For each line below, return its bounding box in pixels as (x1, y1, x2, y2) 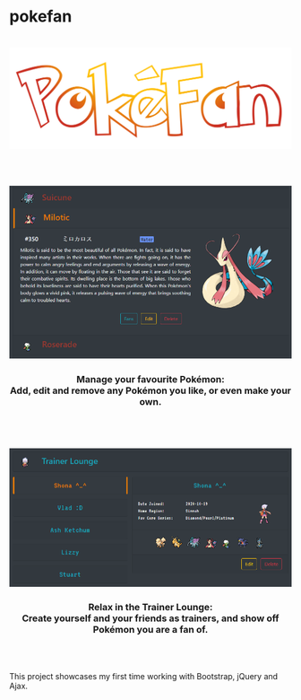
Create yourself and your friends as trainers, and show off (21, 612, 279, 625)
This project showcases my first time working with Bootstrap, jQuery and (9, 670, 279, 681)
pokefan (9, 6, 73, 27)
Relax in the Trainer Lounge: (88, 601, 213, 614)
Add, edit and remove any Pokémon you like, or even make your (10, 384, 291, 397)
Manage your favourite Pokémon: (75, 372, 226, 385)
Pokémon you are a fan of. (92, 624, 209, 636)
